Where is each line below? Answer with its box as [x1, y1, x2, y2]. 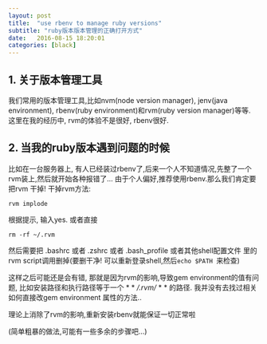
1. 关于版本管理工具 [8, 73, 103, 86]
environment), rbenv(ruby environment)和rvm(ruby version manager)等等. [8, 105, 251, 115]
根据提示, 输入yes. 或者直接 [8, 215, 98, 224]
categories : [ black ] [8, 42, 77, 49]
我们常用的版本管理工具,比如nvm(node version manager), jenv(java [8, 95, 229, 105]
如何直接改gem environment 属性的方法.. [8, 292, 142, 302]
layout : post [8, 11, 52, 20]
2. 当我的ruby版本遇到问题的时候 [8, 141, 170, 155]
